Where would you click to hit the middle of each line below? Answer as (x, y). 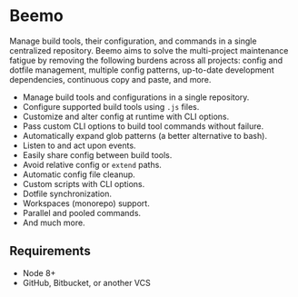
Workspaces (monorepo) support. (86, 203)
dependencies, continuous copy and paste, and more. (110, 79)
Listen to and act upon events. (79, 145)
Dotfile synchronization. (67, 193)
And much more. (54, 223)
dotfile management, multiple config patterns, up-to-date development (142, 70)
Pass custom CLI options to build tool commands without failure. (143, 126)
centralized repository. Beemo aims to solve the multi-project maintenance (149, 50)
